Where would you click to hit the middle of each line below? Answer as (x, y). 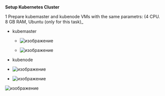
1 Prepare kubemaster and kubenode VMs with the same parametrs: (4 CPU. (82, 16)
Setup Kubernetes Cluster (33, 7)
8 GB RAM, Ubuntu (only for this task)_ (44, 22)
